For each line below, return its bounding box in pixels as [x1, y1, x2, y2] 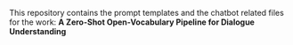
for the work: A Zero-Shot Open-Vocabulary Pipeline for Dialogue [9, 17, 256, 27]
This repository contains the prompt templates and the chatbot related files [9, 8, 285, 18]
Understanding [9, 26, 67, 36]
